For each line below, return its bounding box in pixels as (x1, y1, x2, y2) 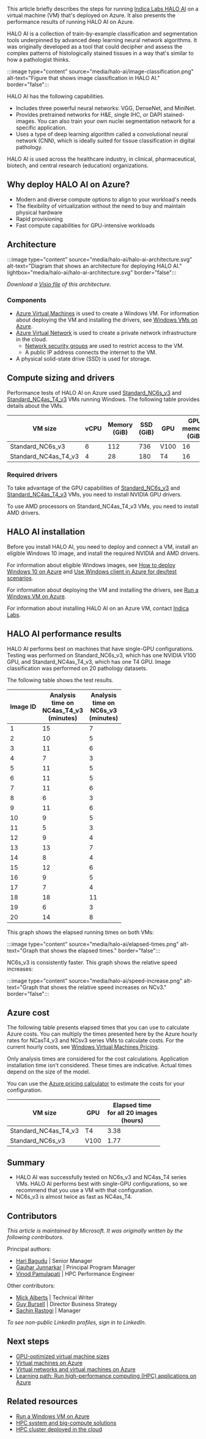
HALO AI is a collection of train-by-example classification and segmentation (7, 30, 198, 37)
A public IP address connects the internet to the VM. (24, 348, 157, 356)
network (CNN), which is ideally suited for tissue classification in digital (15, 137, 195, 144)
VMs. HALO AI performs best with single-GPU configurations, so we (15, 1180, 188, 1188)
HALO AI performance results (7, 629, 122, 639)
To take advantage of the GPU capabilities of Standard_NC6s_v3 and (7, 484, 180, 491)
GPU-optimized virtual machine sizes (15, 1352, 109, 1360)
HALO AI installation (7, 527, 85, 537)
